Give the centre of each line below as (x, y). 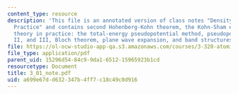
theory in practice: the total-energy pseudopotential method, (109, 34)
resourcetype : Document (42, 66)
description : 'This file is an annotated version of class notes (106, 20)
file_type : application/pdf (49, 54)
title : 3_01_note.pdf (39, 73)
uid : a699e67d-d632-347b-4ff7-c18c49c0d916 (73, 80)
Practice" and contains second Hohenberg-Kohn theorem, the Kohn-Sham (120, 27)
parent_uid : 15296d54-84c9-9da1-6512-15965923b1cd (84, 60)
